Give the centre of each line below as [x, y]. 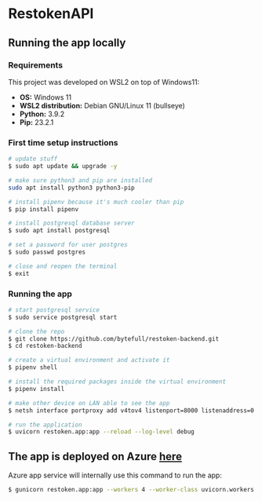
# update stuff [33, 159]
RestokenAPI [51, 14]
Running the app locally [67, 43]
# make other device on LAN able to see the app [89, 403]
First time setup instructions [64, 142]
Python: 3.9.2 [42, 114]
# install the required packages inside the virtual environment [117, 382]
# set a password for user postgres [68, 245]
